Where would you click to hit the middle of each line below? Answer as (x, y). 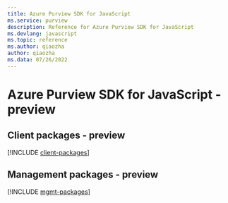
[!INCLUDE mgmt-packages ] (49, 192)
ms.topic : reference (38, 40)
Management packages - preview (83, 174)
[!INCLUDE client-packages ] (48, 152)
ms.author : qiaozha (36, 47)
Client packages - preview (66, 136)
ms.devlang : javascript (42, 33)
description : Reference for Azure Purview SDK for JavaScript (101, 27)
